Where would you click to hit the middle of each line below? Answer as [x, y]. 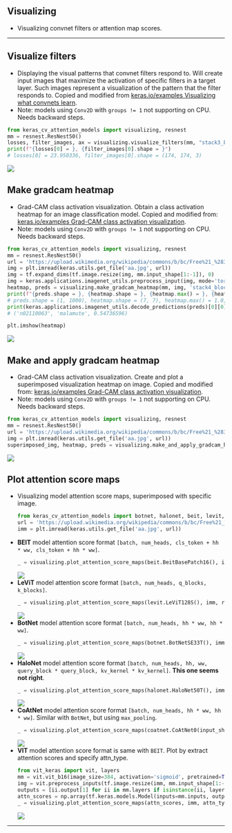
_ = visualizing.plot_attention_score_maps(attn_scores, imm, [108, 803]
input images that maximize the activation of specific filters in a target [116, 80]
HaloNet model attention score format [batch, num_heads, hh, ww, [112, 663]
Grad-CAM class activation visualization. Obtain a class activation [110, 206]
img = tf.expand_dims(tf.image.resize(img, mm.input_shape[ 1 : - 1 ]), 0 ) [111, 275]
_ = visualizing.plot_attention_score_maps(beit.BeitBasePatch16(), [118, 562]
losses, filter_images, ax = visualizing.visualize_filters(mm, [101, 143]
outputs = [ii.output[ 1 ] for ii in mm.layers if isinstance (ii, [112, 790]
